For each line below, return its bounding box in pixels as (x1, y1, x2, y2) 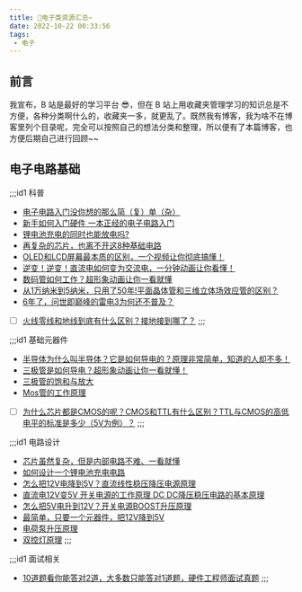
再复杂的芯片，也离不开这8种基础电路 (22, 240, 162, 251)
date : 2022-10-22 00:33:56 (9, 22, 111, 31)
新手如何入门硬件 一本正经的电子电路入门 (22, 217, 175, 228)
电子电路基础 (9, 162, 81, 177)
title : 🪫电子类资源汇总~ (9, 13, 93, 22)
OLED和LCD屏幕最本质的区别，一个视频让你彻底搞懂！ (22, 251, 225, 261)
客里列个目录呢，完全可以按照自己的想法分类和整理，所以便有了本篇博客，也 (9, 122, 293, 133)
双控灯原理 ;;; (22, 535, 72, 544)
